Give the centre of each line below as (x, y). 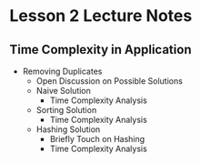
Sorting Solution (66, 110)
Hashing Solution (68, 129)
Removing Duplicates (62, 71)
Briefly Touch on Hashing (97, 139)
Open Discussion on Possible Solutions (110, 81)
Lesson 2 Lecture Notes (101, 16)
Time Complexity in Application (100, 50)
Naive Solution (63, 91)
